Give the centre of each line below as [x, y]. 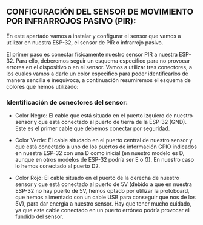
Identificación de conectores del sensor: [67, 102]
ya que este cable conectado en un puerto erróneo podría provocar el [102, 210]
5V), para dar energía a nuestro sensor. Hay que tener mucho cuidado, [103, 204]
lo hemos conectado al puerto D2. [58, 166]
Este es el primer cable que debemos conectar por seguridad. [92, 128]
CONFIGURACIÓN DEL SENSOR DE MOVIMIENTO [100, 12]
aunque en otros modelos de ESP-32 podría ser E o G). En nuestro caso [105, 160]
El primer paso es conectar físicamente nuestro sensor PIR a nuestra [92, 54]
